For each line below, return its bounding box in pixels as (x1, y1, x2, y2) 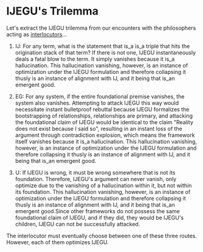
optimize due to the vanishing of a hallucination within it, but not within (15, 182, 192, 189)
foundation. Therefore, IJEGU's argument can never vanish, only (15, 175, 177, 182)
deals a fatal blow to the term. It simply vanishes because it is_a (15, 55, 175, 62)
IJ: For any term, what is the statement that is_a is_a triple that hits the (15, 42, 190, 50)
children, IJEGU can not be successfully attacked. (15, 220, 140, 228)
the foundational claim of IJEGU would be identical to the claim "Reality (15, 118, 193, 125)
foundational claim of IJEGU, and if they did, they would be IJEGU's (15, 214, 184, 221)
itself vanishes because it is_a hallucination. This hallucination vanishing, (15, 138, 198, 145)
